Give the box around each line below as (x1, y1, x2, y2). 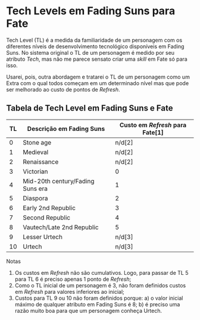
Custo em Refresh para (119, 121, 186, 129)
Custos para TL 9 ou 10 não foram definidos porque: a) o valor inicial (14, 294, 183, 302)
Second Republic (23, 213, 70, 221)
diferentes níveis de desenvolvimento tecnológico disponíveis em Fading (6, 43, 185, 50)
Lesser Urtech (23, 233, 62, 241)
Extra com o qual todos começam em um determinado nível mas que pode (6, 79, 189, 87)
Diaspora (23, 194, 48, 202)
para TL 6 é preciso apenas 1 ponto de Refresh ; (14, 275, 132, 283)
